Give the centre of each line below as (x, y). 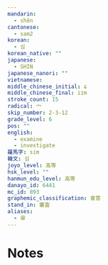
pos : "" (19, 126)
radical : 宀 (25, 106)
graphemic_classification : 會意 (54, 198)
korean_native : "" (34, 54)
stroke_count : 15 (33, 100)
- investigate (34, 146)
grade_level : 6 (30, 119)
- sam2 (23, 34)
